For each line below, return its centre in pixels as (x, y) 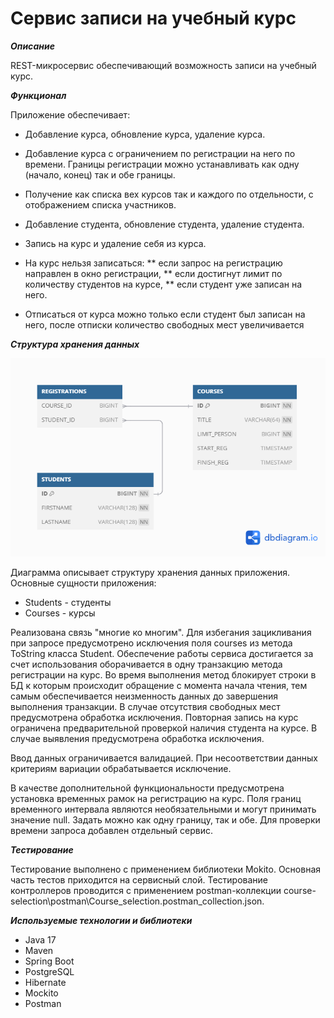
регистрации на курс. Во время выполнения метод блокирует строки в (163, 674)
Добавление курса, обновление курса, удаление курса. (145, 134)
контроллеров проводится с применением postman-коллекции (146, 890)
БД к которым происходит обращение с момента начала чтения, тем (159, 685)
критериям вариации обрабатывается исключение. (121, 768)
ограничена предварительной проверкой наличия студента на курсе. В (164, 728)
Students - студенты (68, 602)
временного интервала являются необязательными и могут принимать (163, 809)
